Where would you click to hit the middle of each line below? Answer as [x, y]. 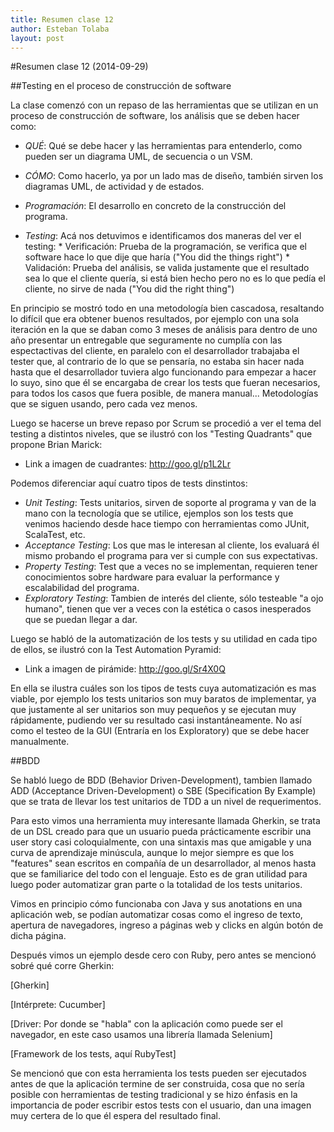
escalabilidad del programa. [82, 588]
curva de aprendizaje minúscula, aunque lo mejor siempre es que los [152, 853]
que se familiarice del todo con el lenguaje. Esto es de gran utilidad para [159, 874]
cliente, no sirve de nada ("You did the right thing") [129, 289]
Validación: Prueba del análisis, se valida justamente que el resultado [167, 268]
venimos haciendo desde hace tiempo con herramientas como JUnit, [167, 524]
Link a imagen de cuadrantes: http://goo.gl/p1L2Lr [128, 464]
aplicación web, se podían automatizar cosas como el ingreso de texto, [156, 915]
